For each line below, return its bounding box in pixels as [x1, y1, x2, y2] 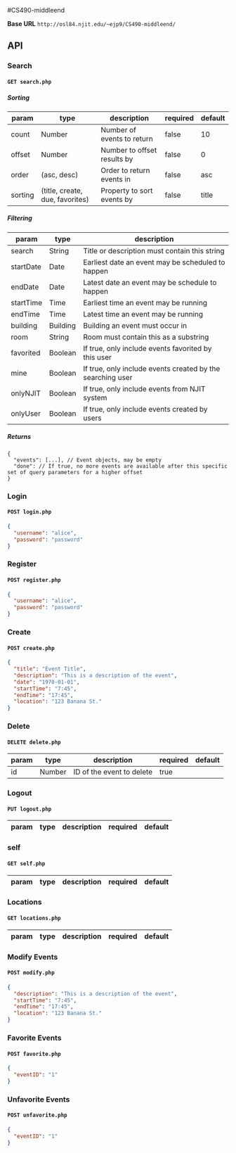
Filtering [7, 214, 33, 222]
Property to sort [100, 186, 153, 196]
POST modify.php [7, 969, 55, 976]
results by [100, 154, 133, 164]
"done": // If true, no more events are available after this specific [13, 462, 228, 470]
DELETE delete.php [7, 739, 61, 746]
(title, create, [41, 186, 83, 196]
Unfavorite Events [7, 1094, 70, 1104]
